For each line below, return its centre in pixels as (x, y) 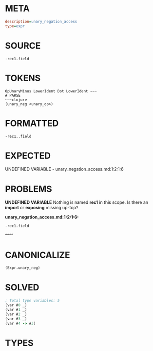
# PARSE (13, 95)
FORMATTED (32, 123)
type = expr (15, 26)
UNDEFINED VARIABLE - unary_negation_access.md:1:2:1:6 (64, 169)
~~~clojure (16, 100)
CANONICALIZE (38, 255)
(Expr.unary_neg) (23, 268)
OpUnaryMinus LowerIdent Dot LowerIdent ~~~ (51, 91)
